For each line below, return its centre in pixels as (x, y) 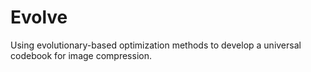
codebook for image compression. (81, 55)
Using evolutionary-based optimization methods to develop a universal (156, 45)
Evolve (39, 17)
